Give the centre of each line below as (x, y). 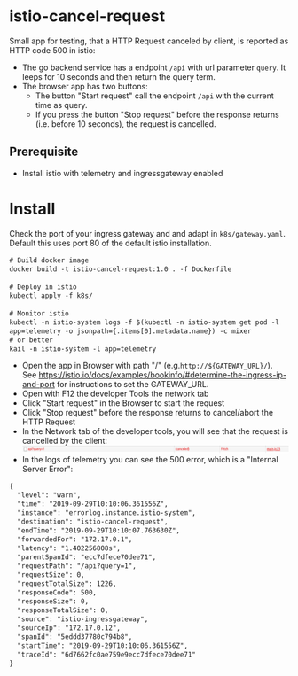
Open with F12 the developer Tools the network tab (115, 393)
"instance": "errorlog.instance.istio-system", (107, 513)
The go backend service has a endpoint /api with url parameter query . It (154, 67)
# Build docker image (49, 260)
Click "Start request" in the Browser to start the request (123, 403)
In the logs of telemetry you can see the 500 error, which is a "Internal (150, 459)
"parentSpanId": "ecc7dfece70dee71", (87, 557)
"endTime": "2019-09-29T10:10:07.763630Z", (98, 530)
